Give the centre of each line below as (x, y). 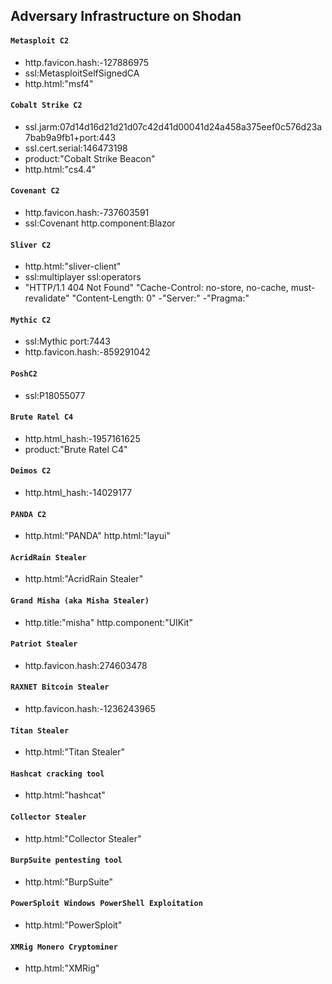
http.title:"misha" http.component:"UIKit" (108, 622)
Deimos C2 (31, 471)
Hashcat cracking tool (57, 774)
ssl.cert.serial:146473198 (76, 148)
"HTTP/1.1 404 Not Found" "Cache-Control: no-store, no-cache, (156, 288)
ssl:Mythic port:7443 (67, 341)
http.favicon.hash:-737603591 (87, 212)
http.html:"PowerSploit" (73, 925)
